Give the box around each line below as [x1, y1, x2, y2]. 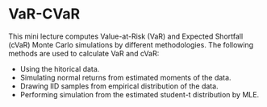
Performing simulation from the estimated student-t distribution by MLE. [19, 89, 260, 99]
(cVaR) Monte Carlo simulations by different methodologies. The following [8, 39, 254, 49]
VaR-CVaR [8, 5, 81, 23]
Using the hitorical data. [19, 64, 100, 73]
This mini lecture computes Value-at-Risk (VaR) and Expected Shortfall [8, 31, 244, 41]
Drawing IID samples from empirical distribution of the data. [19, 81, 219, 91]
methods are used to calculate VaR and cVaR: [8, 48, 160, 58]
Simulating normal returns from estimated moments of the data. [19, 72, 232, 82]
